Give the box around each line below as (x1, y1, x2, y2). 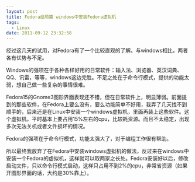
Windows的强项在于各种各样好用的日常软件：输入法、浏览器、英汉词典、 (6, 66, 183, 73)
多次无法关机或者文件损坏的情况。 (6, 123, 88, 130)
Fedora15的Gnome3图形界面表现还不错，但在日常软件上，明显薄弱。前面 (6, 94, 182, 101)
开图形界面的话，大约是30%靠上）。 (6, 170, 93, 177)
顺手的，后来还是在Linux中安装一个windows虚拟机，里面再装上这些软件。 (6, 108, 184, 116)
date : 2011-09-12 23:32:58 (6, 30, 72, 36)
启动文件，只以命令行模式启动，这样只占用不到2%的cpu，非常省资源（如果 (6, 162, 188, 169)
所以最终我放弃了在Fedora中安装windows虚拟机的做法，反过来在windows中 (6, 148, 189, 155)
